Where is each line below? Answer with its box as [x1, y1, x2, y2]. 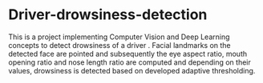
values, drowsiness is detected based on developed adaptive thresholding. [8, 65, 256, 75]
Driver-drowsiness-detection [8, 6, 208, 24]
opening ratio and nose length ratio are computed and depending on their [8, 57, 251, 67]
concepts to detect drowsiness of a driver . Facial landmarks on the [8, 40, 231, 49]
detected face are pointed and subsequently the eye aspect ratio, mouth [8, 49, 247, 58]
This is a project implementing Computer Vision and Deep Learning [8, 32, 230, 41]
